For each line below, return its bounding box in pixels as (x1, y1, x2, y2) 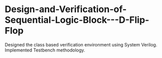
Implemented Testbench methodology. (5, 47, 86, 53)
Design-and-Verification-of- (5, 4, 127, 15)
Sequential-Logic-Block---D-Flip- (5, 14, 150, 26)
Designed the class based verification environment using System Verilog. (5, 41, 157, 47)
